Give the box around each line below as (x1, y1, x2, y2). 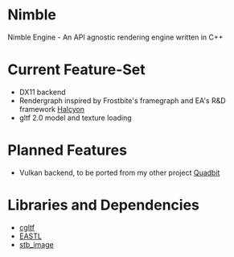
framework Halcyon (18, 104, 85, 114)
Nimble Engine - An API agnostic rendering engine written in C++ (7, 32, 224, 42)
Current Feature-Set (7, 60, 146, 79)
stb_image (18, 239, 54, 249)
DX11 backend (18, 87, 66, 97)
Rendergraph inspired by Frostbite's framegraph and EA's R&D (18, 95, 226, 106)
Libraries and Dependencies (7, 196, 200, 214)
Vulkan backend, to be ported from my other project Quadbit (18, 168, 220, 177)
